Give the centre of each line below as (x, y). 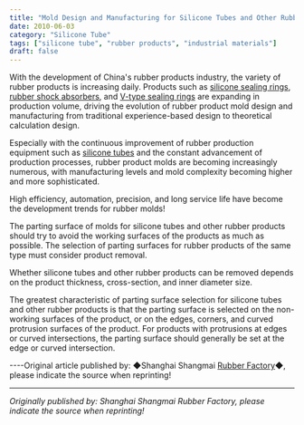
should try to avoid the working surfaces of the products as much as (137, 236)
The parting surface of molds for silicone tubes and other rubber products (147, 227)
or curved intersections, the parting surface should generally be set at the (147, 338)
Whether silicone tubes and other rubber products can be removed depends (152, 273)
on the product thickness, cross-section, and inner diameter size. (131, 283)
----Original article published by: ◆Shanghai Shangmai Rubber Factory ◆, (148, 366)
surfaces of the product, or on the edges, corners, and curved (157, 319)
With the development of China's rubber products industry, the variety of (145, 77)
